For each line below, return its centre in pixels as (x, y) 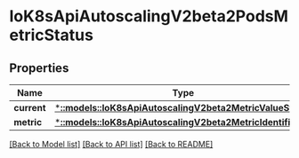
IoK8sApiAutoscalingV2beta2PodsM (149, 16)
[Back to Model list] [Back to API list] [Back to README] (111, 144)
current (30, 108)
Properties (39, 68)
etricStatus (51, 35)
